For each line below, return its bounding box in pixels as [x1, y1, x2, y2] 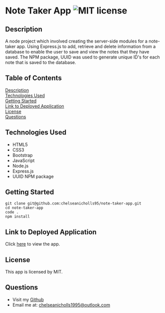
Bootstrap [12, 152, 33, 158]
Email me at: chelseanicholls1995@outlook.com [12, 301, 111, 307]
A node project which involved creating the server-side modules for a [5, 38, 148, 44]
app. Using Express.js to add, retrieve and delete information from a [16, 43, 156, 49]
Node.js [12, 162, 29, 168]
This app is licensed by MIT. [5, 269, 63, 275]
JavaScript [12, 157, 35, 163]
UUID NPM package [12, 173, 54, 179]
